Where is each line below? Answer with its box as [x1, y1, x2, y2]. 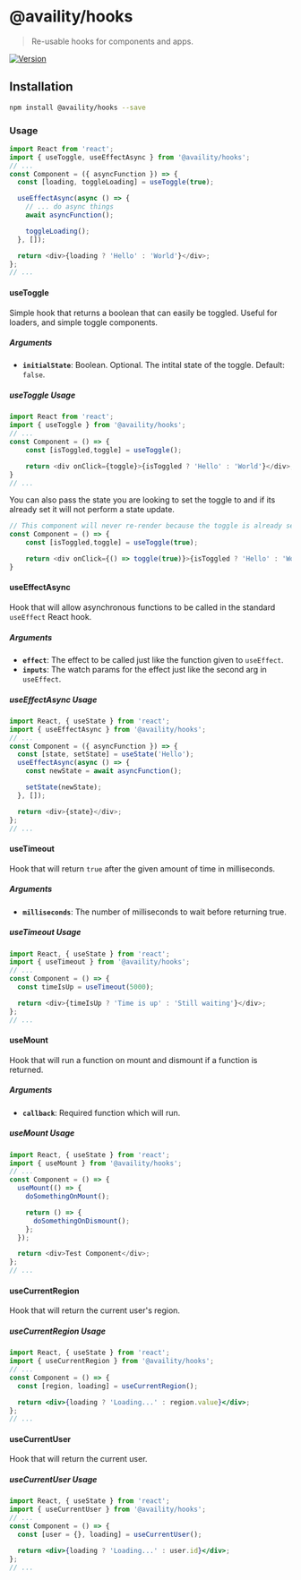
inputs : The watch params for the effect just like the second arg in [21, 664, 267, 674]
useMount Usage [9, 1128, 75, 1138]
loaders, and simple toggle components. [9, 316, 159, 328]
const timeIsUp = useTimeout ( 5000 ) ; [17, 983, 154, 992]
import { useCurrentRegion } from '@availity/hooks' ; [9, 1357, 215, 1366]
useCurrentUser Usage [9, 1474, 98, 1485]
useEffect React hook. [9, 612, 92, 623]
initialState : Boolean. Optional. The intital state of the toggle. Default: [21, 360, 285, 371]
